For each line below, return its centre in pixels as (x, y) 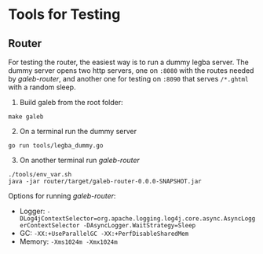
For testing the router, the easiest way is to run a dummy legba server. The (128, 62)
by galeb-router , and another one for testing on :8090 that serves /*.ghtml (128, 79)
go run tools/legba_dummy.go (56, 146)
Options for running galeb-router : (62, 196)
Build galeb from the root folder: (71, 102)
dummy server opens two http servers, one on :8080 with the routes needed (131, 71)
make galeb (26, 117)
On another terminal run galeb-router (79, 160)
